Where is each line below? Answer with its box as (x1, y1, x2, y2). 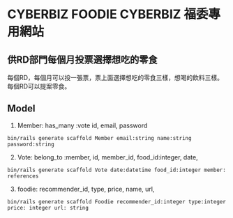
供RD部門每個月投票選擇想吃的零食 (7, 54, 158, 65)
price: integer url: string (7, 204, 89, 211)
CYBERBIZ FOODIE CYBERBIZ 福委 (7, 6, 209, 22)
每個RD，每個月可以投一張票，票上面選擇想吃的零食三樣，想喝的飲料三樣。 (7, 74, 224, 81)
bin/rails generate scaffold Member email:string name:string (7, 134, 192, 141)
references (7, 172, 39, 180)
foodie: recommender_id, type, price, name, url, (17, 185, 155, 193)
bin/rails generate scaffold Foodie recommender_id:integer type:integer (7, 198, 227, 205)
